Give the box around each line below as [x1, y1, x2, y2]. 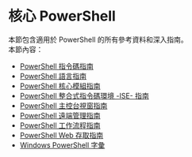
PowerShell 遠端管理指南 [19, 110, 101, 120]
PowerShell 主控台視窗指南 [19, 100, 108, 110]
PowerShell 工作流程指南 [19, 120, 101, 130]
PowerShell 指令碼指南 [19, 61, 94, 71]
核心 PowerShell [8, 7, 117, 25]
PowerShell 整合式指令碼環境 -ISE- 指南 [19, 91, 149, 100]
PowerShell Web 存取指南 [19, 130, 104, 140]
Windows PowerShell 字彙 [19, 140, 106, 150]
